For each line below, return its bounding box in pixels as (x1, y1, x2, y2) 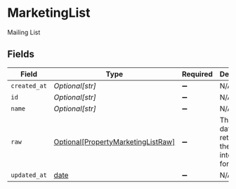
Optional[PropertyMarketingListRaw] (53, 136, 176, 146)
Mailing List (7, 28, 41, 36)
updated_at (11, 171, 47, 179)
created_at (11, 82, 47, 90)
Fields (7, 48, 35, 60)
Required (181, 69, 213, 78)
